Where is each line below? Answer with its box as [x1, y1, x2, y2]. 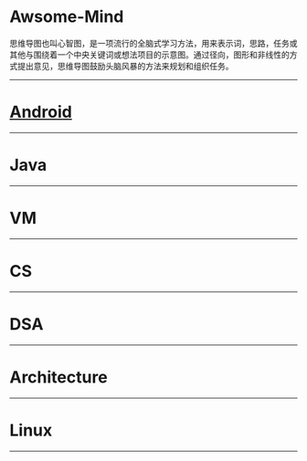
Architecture [9, 367, 108, 387]
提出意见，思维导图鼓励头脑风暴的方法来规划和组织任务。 [16, 60, 234, 71]
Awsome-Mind [9, 6, 124, 27]
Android [9, 102, 73, 122]
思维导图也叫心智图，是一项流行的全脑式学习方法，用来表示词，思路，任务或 [9, 37, 298, 48]
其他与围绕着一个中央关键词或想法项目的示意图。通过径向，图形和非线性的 [9, 48, 290, 60]
